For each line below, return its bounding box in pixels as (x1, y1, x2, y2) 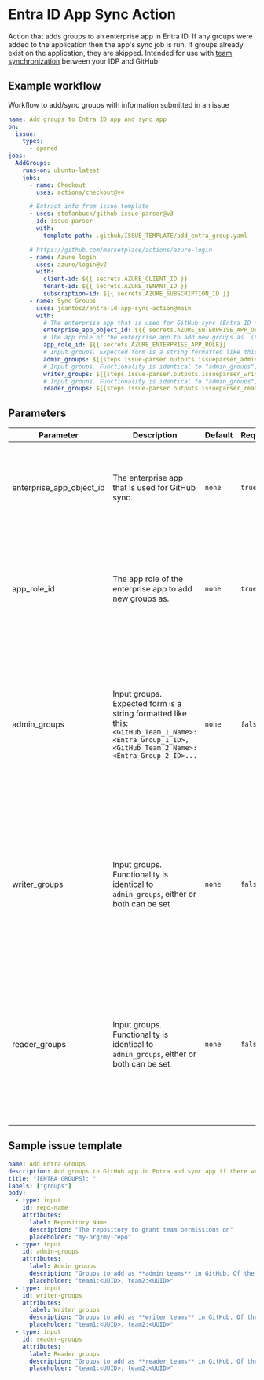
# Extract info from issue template (28, 203, 149, 210)
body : (8, 1189, 26, 1197)
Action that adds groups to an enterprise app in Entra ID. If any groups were (8, 31, 253, 41)
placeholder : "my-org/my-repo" (28, 1233, 132, 1241)
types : (22, 137, 44, 145)
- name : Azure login (28, 253, 97, 261)
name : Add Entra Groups (8, 1160, 86, 1168)
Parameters (8, 406, 67, 419)
